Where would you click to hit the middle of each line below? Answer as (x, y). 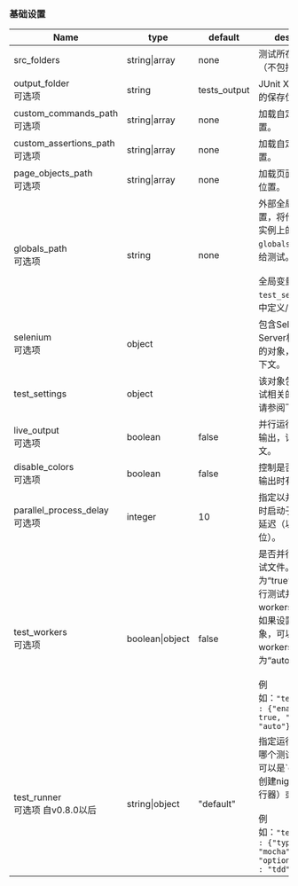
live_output (36, 430)
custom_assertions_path (64, 144)
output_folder (42, 83)
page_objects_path (53, 173)
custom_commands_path (66, 114)
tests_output (224, 90)
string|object (153, 804)
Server (272, 338)
